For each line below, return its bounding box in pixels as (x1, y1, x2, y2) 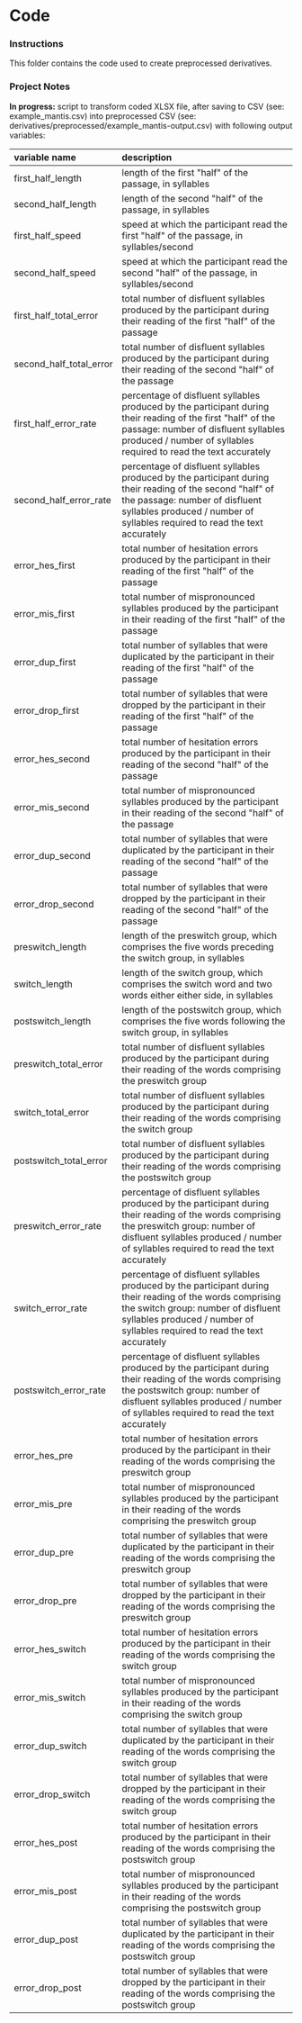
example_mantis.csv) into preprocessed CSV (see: (9, 110, 197, 122)
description (121, 150, 173, 163)
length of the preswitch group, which (121, 929, 277, 942)
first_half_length (13, 172, 83, 185)
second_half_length (13, 197, 97, 210)
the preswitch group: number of (121, 1219, 256, 1232)
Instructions (9, 38, 65, 50)
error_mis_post (13, 1884, 78, 1897)
